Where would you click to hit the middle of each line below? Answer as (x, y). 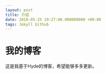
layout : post (19, 10)
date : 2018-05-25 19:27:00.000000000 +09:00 (53, 19)
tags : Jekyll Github (27, 24)
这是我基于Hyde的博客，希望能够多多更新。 (51, 66)
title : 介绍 (17, 15)
